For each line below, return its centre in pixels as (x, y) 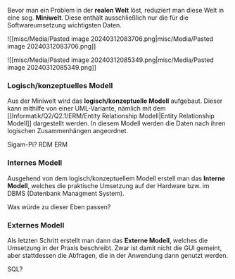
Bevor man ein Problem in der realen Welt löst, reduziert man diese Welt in (116, 10)
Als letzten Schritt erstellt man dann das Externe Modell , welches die (108, 240)
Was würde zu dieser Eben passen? (59, 206)
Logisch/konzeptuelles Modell (60, 85)
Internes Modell (35, 163)
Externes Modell (36, 225)
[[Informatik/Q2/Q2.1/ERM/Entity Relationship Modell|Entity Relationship (111, 116)
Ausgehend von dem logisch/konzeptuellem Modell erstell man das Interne (116, 178)
